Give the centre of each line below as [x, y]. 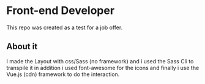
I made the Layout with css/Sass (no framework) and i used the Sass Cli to [100, 61]
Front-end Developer [61, 11]
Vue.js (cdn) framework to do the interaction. [63, 74]
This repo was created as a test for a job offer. [65, 27]
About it [22, 47]
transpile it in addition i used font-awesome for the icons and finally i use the [103, 68]
